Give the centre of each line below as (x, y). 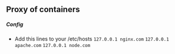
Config (15, 24)
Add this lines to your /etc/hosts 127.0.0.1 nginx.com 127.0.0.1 (92, 39)
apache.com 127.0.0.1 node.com (52, 46)
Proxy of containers (43, 10)
